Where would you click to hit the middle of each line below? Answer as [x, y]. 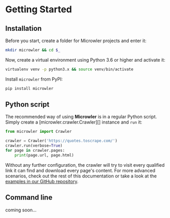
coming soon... [21, 210]
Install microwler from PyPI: [34, 79]
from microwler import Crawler [39, 132]
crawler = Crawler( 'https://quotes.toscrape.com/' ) [61, 141]
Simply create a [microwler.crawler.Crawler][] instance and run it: [74, 122]
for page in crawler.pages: [35, 151]
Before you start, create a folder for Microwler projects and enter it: [76, 41]
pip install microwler [29, 88]
